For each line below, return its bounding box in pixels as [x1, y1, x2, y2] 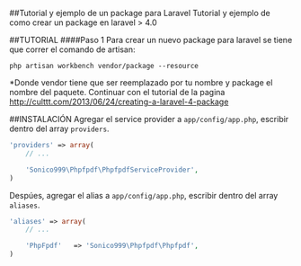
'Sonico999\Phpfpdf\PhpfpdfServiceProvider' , [25, 165, 199, 174]
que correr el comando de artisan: [9, 44, 136, 55]
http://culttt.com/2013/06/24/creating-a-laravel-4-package [9, 96, 229, 107]
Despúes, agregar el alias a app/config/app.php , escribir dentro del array [9, 190, 279, 200]
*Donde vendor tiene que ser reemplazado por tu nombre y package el [9, 77, 273, 88]
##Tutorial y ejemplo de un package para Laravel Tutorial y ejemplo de [9, 8, 271, 18]
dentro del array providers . [9, 123, 110, 134]
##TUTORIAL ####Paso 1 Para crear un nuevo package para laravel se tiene [9, 35, 293, 45]
